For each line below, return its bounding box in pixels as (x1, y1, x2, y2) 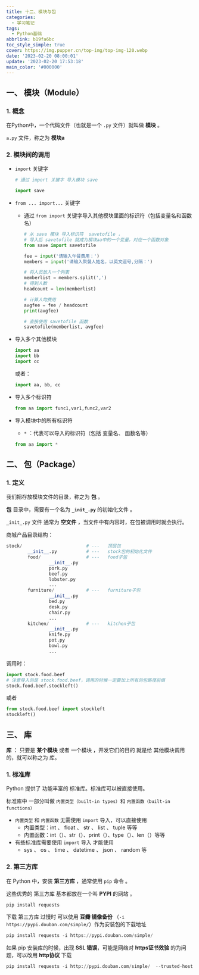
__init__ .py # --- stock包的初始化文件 (27, 549, 153, 555)
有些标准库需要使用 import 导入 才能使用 (14, 839, 114, 846)
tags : (6, 25, 20, 32)
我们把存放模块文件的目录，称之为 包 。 (6, 493, 103, 501)
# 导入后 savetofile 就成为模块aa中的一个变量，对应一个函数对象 (23, 236, 169, 243)
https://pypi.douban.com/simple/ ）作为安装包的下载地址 (6, 921, 147, 928)
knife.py (48, 632, 70, 637)
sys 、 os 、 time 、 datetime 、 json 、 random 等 (23, 846, 147, 854)
